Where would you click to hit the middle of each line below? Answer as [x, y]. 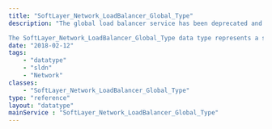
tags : [17, 53]
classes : [23, 83]
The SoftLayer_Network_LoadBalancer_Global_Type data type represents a [134, 38]
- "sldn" [38, 68]
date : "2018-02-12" [41, 45]
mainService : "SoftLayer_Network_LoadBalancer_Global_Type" [114, 113]
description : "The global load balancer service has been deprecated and [136, 23]
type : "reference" [39, 98]
